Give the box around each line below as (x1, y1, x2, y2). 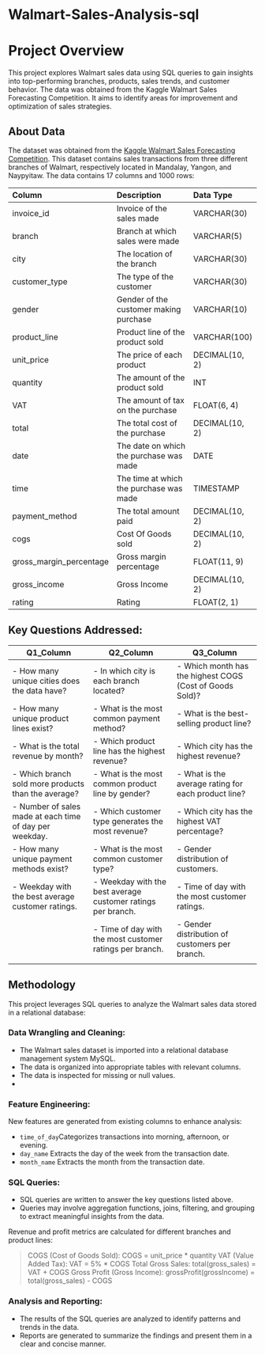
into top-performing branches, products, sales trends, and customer (8, 77, 230, 86)
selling (176, 718, 201, 729)
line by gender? (93, 788, 151, 799)
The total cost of (116, 417, 177, 428)
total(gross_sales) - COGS (27, 1276, 113, 1285)
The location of (116, 248, 174, 259)
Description (116, 189, 162, 200)
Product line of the (116, 326, 185, 337)
